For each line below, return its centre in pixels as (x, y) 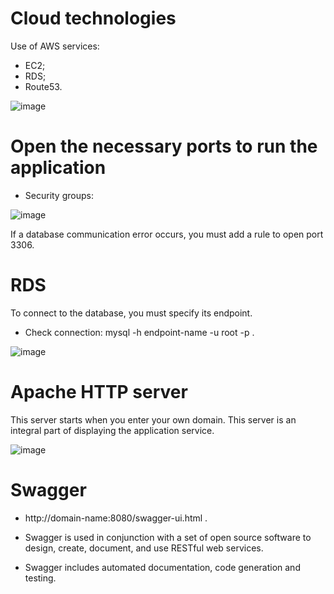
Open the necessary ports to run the (164, 146)
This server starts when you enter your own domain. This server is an (153, 419)
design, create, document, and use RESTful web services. (144, 548)
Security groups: (59, 195)
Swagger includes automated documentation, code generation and (162, 567)
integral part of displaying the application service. (112, 430)
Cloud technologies (93, 18)
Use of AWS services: (55, 46)
